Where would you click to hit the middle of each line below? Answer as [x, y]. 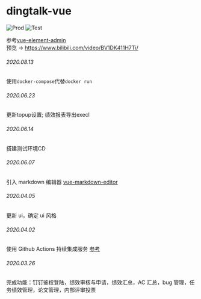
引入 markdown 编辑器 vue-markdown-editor [62, 182]
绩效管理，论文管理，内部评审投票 [54, 290]
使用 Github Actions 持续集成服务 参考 [53, 249]
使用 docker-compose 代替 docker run [49, 81]
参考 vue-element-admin [36, 40]
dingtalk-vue [39, 11]
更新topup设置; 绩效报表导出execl [48, 115]
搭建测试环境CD [26, 148]
